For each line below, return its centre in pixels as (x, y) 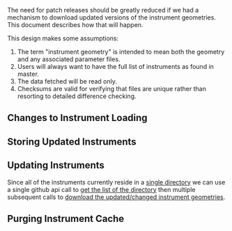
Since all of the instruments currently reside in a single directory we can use (116, 182)
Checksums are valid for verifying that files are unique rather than (112, 89)
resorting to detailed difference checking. (77, 96)
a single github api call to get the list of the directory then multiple (101, 189)
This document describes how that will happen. (75, 25)
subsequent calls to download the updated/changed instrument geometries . (116, 197)
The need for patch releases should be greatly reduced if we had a (103, 10)
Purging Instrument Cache (66, 218)
